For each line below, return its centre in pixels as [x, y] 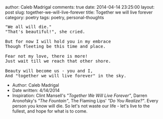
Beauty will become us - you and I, [49, 71]
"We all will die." [28, 27]
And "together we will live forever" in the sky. [66, 76]
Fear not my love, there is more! [47, 56]
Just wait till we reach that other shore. [58, 61]
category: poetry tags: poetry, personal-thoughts [55, 17]
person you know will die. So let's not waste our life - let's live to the [81, 106]
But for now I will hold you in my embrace [58, 41]
